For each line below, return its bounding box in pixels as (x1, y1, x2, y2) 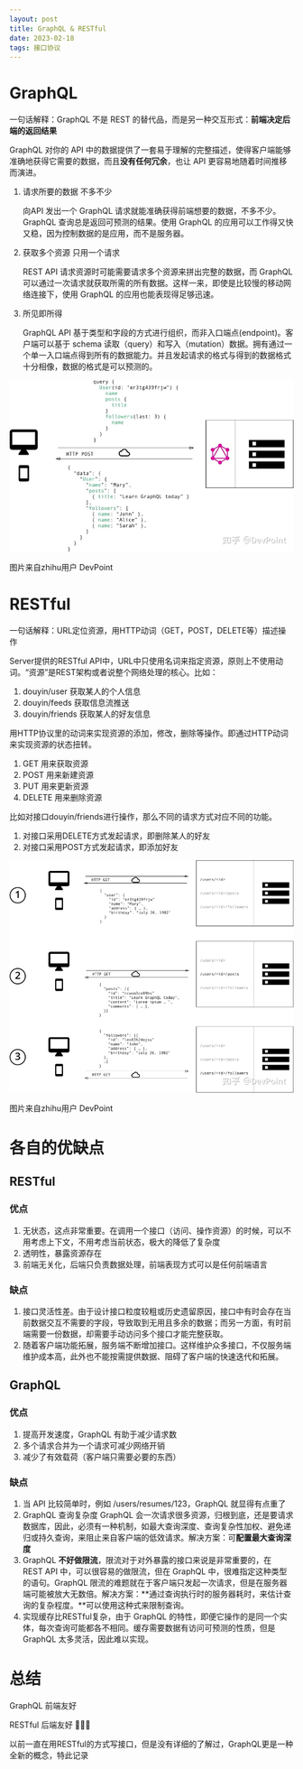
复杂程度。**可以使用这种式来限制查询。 (38, 1599, 189, 1610)
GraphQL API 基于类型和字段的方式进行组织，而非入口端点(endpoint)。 (22, 328, 286, 338)
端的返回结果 (9, 125, 57, 136)
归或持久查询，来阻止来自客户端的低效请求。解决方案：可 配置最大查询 (22, 1532, 284, 1542)
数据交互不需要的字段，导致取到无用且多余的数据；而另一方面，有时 (30, 1317, 284, 1328)
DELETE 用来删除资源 (22, 792, 103, 802)
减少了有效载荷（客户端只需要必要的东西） (22, 1451, 181, 1462)
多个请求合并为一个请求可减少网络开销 (22, 1440, 165, 1450)
